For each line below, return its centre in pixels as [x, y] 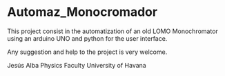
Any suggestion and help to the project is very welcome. [87, 52]
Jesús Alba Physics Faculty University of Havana [77, 65]
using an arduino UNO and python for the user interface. [87, 38]
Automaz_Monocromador [82, 12]
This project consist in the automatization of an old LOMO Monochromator [113, 31]
